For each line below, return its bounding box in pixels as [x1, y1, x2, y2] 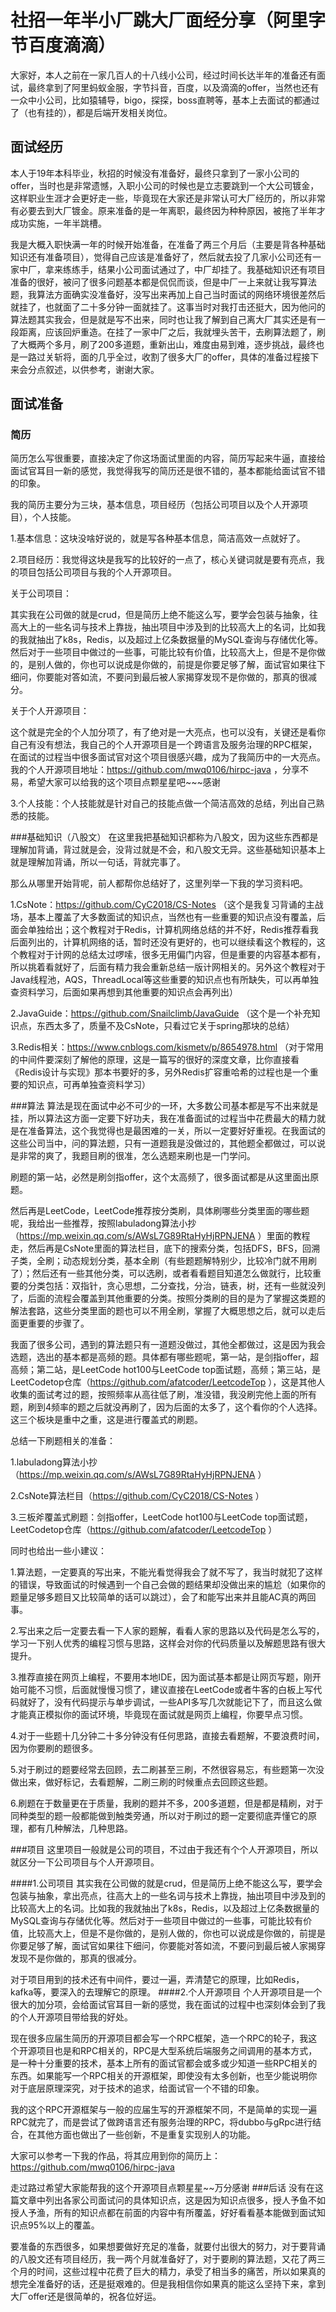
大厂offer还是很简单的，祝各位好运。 [10, 2291, 162, 2303]
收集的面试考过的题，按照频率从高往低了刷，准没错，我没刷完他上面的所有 [10, 1389, 317, 1401]
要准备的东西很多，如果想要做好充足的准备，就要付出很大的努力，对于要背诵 [10, 2241, 326, 2253]
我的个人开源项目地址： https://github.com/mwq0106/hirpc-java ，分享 [10, 764, 300, 776]
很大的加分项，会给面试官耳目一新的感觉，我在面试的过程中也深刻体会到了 [10, 1999, 317, 2011]
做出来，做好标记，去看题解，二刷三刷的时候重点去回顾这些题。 [10, 1776, 273, 1788]
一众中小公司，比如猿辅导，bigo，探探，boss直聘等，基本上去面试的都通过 [10, 94, 320, 106]
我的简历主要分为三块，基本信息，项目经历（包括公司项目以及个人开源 [10, 499, 300, 511]
